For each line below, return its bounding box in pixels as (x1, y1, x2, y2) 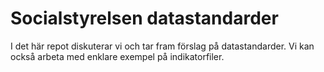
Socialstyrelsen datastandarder (10, 7, 279, 30)
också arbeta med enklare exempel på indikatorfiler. (10, 50, 225, 62)
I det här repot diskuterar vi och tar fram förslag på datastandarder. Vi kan (10, 40, 315, 52)
